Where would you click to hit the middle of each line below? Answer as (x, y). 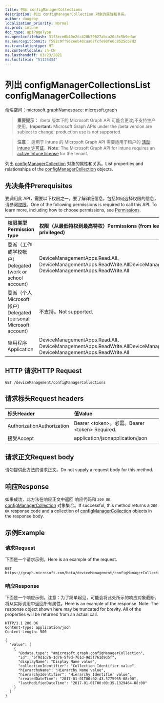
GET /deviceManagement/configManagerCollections (55, 382)
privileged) (52, 232)
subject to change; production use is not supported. (69, 132)
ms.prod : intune (21, 28)
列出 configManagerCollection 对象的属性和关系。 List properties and (74, 164)
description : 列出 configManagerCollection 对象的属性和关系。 (67, 14)
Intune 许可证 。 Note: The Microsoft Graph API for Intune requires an (86, 148)
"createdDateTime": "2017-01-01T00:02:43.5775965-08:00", (78, 679)
